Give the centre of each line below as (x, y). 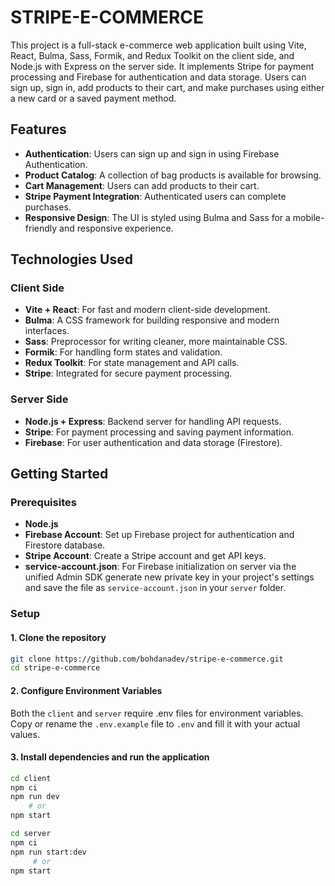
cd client (31, 778)
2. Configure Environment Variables (86, 690)
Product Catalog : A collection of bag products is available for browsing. (173, 175)
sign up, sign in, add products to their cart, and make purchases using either (167, 87)
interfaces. (47, 331)
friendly (41, 228)
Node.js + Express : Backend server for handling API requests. (153, 421)
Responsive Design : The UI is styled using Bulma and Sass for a (157, 217)
